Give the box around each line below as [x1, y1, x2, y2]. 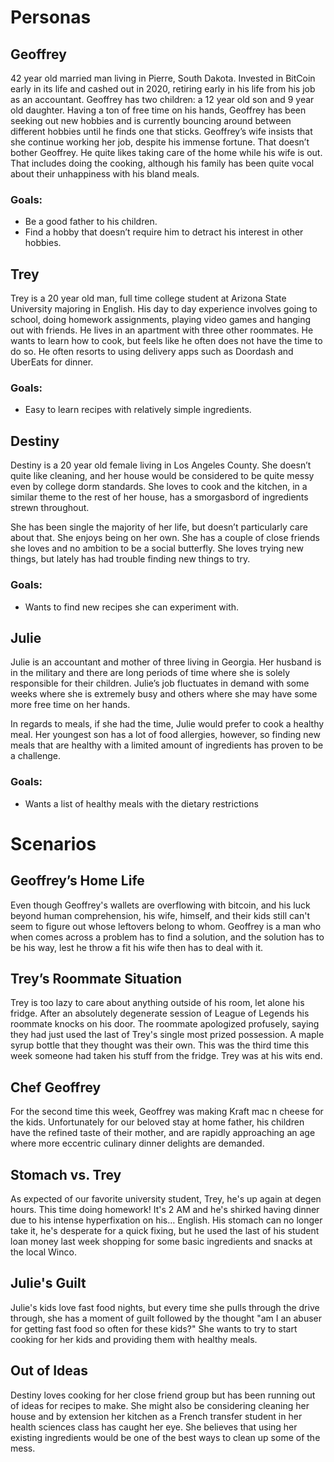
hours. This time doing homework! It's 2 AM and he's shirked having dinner [10, 1204, 320, 1216]
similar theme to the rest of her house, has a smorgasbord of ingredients [10, 491, 309, 503]
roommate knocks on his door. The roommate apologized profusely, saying [10, 1018, 320, 1030]
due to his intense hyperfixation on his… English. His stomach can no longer [10, 1214, 323, 1226]
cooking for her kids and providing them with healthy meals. [10, 1333, 258, 1345]
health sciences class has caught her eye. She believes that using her [10, 1421, 298, 1433]
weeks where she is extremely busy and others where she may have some [10, 688, 318, 700]
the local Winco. [10, 1246, 77, 1258]
